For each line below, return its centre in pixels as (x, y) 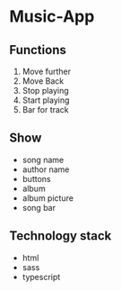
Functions (38, 50)
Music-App (52, 17)
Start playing (46, 100)
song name (43, 159)
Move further (47, 71)
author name (46, 169)
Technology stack (60, 236)
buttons (36, 178)
